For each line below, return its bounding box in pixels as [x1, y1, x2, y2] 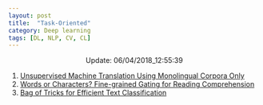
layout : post [8, 11, 52, 20]
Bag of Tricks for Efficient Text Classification [19, 88, 167, 98]
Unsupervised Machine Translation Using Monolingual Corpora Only [19, 71, 245, 80]
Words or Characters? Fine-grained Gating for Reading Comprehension [19, 80, 255, 89]
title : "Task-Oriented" [8, 19, 91, 27]
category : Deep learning [8, 26, 91, 34]
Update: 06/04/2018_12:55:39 [85, 56, 184, 65]
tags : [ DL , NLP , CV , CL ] [8, 33, 91, 42]
